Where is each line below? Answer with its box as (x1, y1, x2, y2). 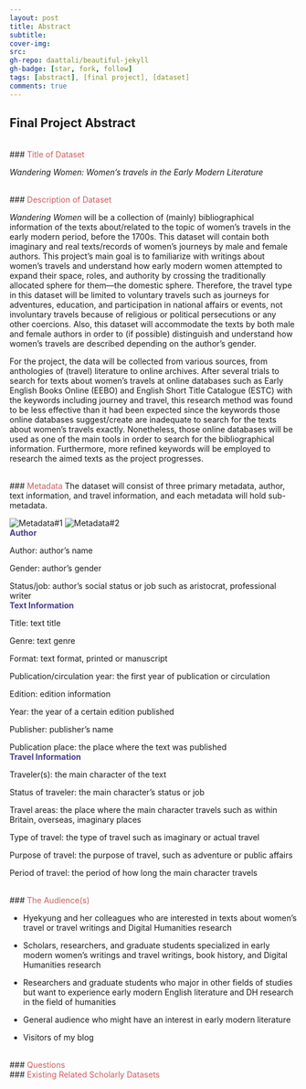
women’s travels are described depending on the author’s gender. (9, 338, 258, 349)
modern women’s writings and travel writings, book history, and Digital (22, 950, 288, 961)
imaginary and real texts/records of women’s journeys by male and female (9, 241, 289, 252)
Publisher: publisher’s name (9, 724, 114, 735)
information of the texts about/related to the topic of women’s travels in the (9, 221, 291, 233)
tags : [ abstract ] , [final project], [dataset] (9, 73, 190, 82)
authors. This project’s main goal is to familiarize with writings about (9, 251, 265, 262)
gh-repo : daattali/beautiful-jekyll (9, 56, 149, 65)
